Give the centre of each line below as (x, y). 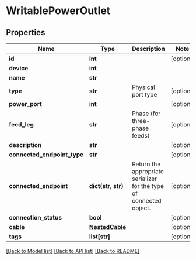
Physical (144, 87)
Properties (26, 32)
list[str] (100, 237)
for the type (148, 186)
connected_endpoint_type (46, 155)
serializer (145, 179)
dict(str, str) (106, 186)
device (19, 68)
